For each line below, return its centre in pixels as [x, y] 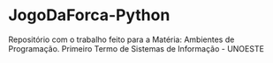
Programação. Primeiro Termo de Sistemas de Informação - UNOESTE [136, 48]
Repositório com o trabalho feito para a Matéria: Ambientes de [121, 39]
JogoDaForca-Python [89, 15]
